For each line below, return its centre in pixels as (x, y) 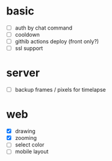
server (23, 73)
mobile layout (32, 151)
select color (30, 145)
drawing (25, 131)
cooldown (27, 35)
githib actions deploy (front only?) (57, 42)
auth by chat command (44, 28)
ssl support (29, 48)
